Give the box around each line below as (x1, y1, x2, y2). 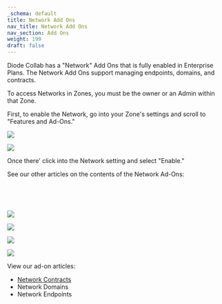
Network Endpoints (17, 290, 72, 298)
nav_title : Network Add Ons (7, 23, 88, 30)
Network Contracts (17, 276, 72, 283)
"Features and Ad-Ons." (7, 117, 75, 125)
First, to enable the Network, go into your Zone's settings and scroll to (7, 110, 206, 118)
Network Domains (17, 283, 69, 291)
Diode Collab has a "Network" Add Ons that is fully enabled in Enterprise (7, 61, 214, 69)
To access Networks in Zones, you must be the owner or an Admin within (7, 89, 215, 97)
